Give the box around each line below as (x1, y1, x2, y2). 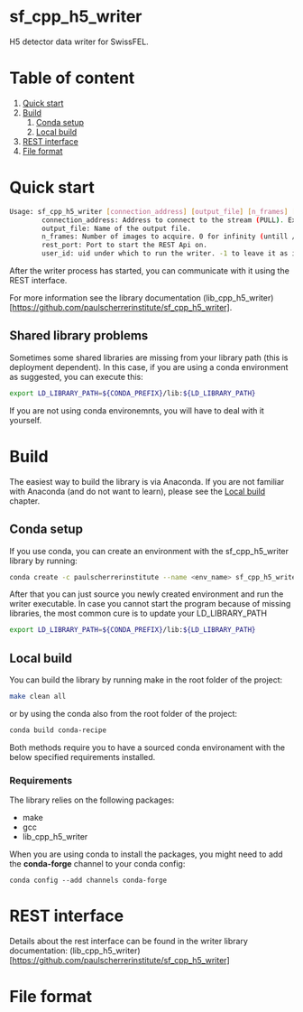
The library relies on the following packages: (9, 794, 175, 805)
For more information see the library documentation (9, 292, 201, 303)
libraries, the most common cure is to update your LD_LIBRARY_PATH (9, 608, 268, 619)
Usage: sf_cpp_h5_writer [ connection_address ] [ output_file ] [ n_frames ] (9, 207, 289, 216)
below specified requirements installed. (9, 751, 156, 762)
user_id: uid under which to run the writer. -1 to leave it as (41, 249, 289, 258)
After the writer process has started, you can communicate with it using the (9, 265, 290, 276)
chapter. (9, 495, 41, 506)
